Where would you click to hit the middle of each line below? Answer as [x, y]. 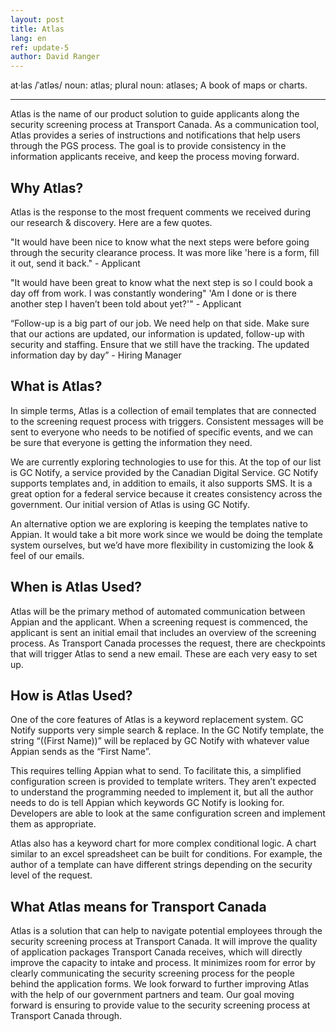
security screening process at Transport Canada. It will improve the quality [164, 942]
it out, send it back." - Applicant [75, 263]
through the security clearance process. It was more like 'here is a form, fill [165, 252]
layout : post [37, 19]
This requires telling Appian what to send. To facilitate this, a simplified [156, 771]
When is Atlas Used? [76, 587]
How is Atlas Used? [71, 695]
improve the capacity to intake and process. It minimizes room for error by [163, 963]
